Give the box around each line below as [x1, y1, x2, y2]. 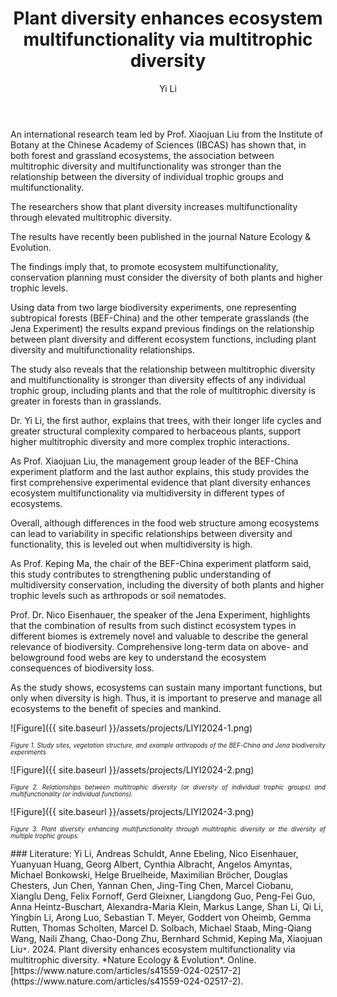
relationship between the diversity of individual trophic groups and [10, 170, 284, 182]
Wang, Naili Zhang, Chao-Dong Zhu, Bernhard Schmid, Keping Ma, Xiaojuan [10, 932, 323, 944]
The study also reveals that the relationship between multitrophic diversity [10, 363, 316, 375]
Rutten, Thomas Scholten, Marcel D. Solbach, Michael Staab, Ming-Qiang [10, 922, 312, 934]
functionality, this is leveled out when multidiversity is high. [10, 538, 253, 550]
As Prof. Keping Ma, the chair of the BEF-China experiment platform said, [10, 557, 312, 569]
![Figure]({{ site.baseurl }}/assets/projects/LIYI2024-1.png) [10, 722, 253, 734]
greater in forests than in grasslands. [10, 395, 162, 407]
